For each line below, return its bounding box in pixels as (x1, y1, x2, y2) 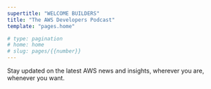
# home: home (7, 42, 45, 49)
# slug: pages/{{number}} (7, 48, 81, 55)
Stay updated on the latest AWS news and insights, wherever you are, (7, 66, 205, 75)
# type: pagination (7, 35, 63, 42)
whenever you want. (7, 74, 65, 82)
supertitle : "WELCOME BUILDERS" (7, 10, 100, 17)
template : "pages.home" (7, 23, 76, 29)
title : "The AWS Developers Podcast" (7, 16, 115, 23)
